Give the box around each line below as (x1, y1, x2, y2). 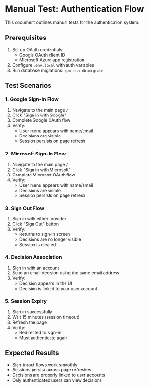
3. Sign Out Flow (5, 205, 45, 212)
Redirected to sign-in (19, 330, 62, 335)
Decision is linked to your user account (19, 286, 98, 291)
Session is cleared (19, 242, 56, 248)
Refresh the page (12, 319, 47, 325)
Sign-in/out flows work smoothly (12, 362, 78, 368)
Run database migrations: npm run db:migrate (12, 67, 104, 73)
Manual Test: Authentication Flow (5, 3, 144, 15)
